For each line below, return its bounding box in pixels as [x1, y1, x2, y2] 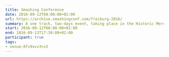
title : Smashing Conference [5, 7, 64, 12]
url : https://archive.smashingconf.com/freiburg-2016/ [5, 16, 123, 21]
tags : [5, 40, 17, 45]
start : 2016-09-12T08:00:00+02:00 [5, 26, 78, 31]
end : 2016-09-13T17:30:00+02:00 [5, 30, 73, 35]
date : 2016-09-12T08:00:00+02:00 [5, 12, 75, 17]
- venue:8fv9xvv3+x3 [5, 44, 49, 49]
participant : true [5, 35, 44, 40]
